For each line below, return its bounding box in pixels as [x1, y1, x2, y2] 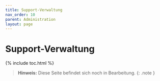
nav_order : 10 [5, 12, 36, 17]
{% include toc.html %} [5, 60, 55, 66]
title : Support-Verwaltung [5, 7, 63, 13]
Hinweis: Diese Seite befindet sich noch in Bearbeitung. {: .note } [17, 70, 155, 76]
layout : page [5, 21, 33, 27]
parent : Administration [5, 17, 56, 22]
